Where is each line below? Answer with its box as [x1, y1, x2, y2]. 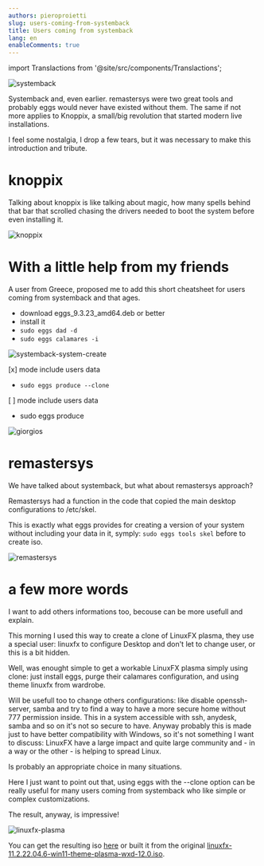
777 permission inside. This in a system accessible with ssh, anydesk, [8, 712, 237, 722]
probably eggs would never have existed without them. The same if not [8, 103, 241, 112]
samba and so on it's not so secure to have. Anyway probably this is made [8, 721, 252, 730]
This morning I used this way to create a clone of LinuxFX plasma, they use [8, 631, 254, 640]
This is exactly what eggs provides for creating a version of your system [8, 520, 245, 529]
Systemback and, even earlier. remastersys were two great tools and [8, 94, 233, 104]
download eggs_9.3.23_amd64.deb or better [19, 309, 165, 317]
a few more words [8, 581, 129, 599]
